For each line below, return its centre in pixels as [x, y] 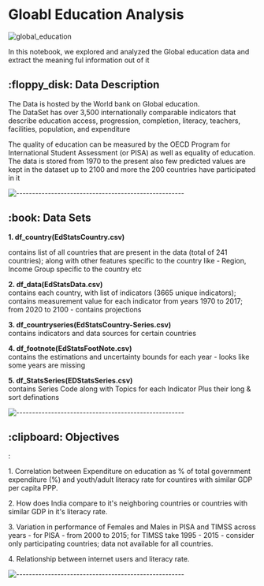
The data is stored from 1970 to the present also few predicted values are [127, 161]
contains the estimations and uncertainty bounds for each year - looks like [129, 356]
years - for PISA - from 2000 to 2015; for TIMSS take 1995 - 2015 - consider [131, 536]
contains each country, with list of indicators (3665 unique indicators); [122, 293]
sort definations [34, 397]
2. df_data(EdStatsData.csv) [56, 284]
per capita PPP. [33, 488]
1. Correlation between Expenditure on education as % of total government [129, 472]
